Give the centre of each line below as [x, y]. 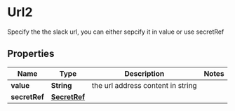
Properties [31, 54]
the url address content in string [145, 85]
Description [145, 73]
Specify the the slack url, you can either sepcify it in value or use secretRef [116, 32]
